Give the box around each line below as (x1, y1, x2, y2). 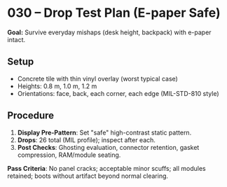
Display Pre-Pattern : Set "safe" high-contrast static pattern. (17, 128, 192, 137)
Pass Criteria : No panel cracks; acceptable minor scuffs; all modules (7, 164, 206, 172)
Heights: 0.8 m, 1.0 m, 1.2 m (17, 82, 97, 90)
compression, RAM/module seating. (17, 151, 121, 159)
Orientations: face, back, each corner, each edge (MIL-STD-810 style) (17, 89, 219, 97)
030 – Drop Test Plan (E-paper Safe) (7, 5, 221, 21)
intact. (7, 35, 26, 43)
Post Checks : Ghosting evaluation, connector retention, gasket (17, 143, 200, 151)
